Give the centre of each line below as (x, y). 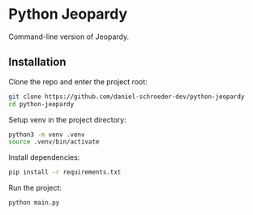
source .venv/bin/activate (54, 142)
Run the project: (35, 188)
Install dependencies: (44, 157)
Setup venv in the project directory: (68, 119)
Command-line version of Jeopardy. (69, 37)
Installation (37, 62)
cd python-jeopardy (41, 104)
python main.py (34, 203)
